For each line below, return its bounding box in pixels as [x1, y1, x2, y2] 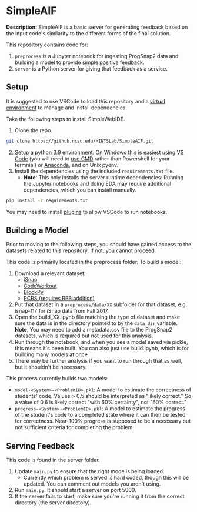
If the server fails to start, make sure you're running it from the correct [14, 493, 185, 500]
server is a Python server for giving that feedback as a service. [14, 65, 168, 72]
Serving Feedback [6, 441, 75, 451]
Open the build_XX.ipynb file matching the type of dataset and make [14, 313, 181, 321]
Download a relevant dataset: [14, 270, 86, 277]
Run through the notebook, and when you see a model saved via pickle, [14, 339, 188, 346]
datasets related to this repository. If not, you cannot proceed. [6, 247, 156, 254]
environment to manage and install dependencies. [6, 104, 128, 111]
